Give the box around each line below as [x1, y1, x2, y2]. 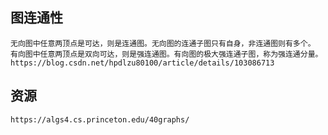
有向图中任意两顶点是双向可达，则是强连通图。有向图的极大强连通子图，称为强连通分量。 [10, 49, 323, 59]
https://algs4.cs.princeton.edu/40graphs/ [10, 114, 190, 125]
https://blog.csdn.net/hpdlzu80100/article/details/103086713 [10, 58, 275, 68]
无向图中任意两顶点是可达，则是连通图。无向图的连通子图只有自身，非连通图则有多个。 [10, 38, 316, 48]
